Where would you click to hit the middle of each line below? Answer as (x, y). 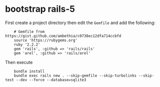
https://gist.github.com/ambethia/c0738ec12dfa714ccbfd (63, 36)
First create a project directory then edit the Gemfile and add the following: (80, 23)
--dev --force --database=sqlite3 (51, 80)
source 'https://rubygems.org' (46, 40)
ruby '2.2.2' (27, 44)
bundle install (29, 71)
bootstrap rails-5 (40, 9)
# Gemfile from (29, 31)
